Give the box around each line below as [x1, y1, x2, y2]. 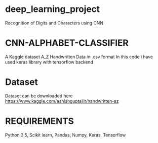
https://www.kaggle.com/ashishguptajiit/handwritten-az [5, 98, 119, 104]
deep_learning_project [5, 3, 100, 15]
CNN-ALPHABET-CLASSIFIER [5, 37, 129, 49]
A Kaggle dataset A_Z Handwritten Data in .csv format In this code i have [5, 54, 153, 60]
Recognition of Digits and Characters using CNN [5, 20, 104, 26]
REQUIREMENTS [5, 116, 74, 127]
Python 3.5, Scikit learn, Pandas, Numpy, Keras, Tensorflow [5, 132, 126, 138]
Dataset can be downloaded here [5, 93, 73, 99]
